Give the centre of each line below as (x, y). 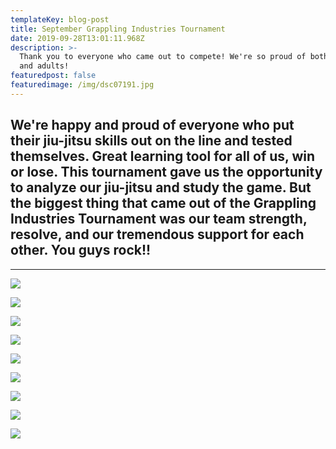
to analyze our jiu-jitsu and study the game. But (161, 187)
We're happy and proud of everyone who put (152, 125)
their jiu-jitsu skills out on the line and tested (151, 141)
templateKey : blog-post (60, 19)
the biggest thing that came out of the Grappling (163, 203)
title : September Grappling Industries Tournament (118, 29)
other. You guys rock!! (81, 250)
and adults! (44, 66)
